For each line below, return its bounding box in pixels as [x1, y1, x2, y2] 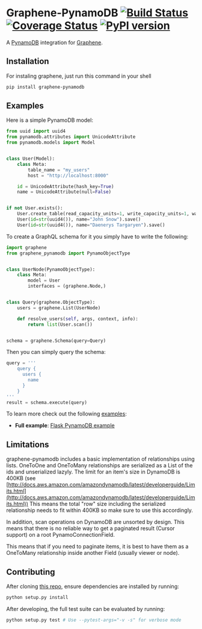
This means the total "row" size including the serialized [29, 501, 166, 508]
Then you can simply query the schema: [6, 349, 106, 356]
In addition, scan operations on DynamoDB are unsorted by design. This [6, 519, 185, 526]
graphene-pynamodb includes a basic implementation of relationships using [6, 455, 195, 463]
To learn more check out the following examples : [6, 410, 127, 417]
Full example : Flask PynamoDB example [14, 422, 115, 429]
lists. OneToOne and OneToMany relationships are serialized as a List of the [6, 462, 193, 469]
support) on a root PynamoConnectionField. [6, 531, 115, 539]
